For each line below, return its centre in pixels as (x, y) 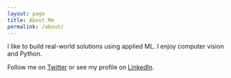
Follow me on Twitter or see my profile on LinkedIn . (81, 68)
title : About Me (31, 20)
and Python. (25, 54)
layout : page (26, 14)
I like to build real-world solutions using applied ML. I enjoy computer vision (116, 47)
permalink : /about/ (36, 26)
